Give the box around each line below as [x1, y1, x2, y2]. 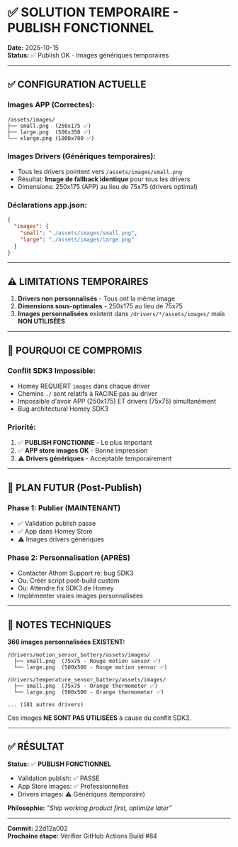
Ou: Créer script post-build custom [17, 576, 120, 585]
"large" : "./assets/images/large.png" [20, 236, 135, 243]
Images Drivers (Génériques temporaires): [7, 151, 156, 161]
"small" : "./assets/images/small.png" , [20, 229, 138, 237]
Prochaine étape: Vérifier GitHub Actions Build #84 [7, 831, 158, 840]
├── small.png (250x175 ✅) [7, 122, 92, 129]
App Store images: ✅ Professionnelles [17, 782, 129, 790]
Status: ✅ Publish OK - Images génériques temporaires [7, 50, 169, 59]
